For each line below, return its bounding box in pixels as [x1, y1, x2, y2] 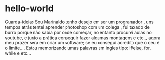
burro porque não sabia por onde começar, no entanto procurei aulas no [5, 29, 152, 35]
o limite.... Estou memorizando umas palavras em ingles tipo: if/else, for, [5, 45, 151, 51]
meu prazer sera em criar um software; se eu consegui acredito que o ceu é [5, 40, 160, 45]
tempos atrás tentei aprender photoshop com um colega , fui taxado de [5, 24, 150, 30]
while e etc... [5, 50, 31, 56]
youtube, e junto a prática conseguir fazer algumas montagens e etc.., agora [5, 35, 161, 40]
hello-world [5, 3, 54, 14]
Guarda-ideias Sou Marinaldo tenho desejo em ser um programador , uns [5, 19, 154, 25]
